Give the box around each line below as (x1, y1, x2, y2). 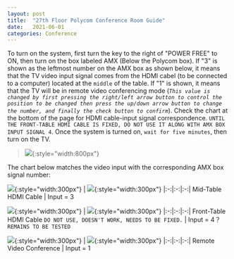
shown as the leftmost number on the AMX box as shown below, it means (7, 64, 221, 72)
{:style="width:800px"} (31, 149, 100, 158)
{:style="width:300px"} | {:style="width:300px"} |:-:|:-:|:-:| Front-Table (14, 207, 226, 215)
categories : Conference (7, 30, 78, 37)
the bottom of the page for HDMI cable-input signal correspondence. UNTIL (7, 114, 226, 122)
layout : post (7, 10, 46, 18)
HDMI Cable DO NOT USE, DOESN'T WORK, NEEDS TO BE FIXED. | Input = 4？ (7, 215, 221, 224)
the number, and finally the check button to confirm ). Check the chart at (7, 106, 228, 115)
